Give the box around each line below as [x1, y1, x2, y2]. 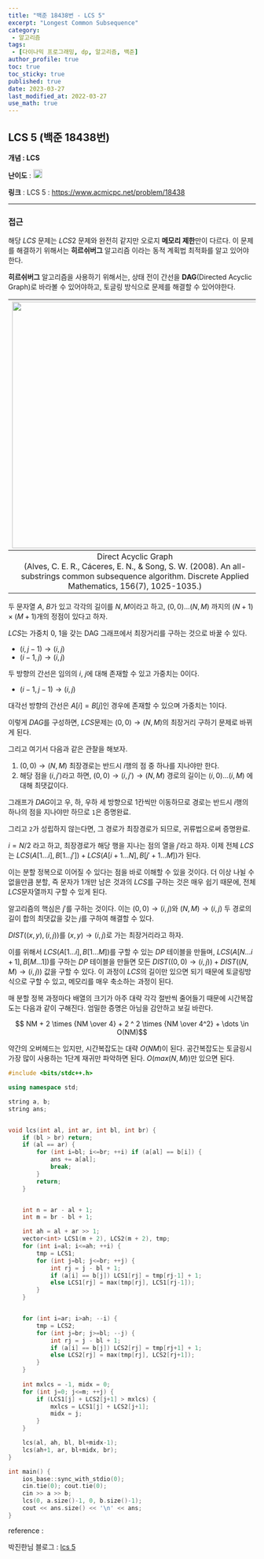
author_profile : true [8, 56, 79, 64]
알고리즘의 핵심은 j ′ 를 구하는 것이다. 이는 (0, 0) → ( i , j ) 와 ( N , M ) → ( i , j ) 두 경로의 [8, 904, 252, 913]
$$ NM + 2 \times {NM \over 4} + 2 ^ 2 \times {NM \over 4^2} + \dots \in [15, 1019, 249, 1029]
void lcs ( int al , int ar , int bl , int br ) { [8, 1126, 156, 1134]
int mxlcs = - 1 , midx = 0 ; [22, 1380, 111, 1388]
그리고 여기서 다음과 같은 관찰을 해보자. [8, 744, 128, 753]
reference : [8, 1526, 44, 1535]
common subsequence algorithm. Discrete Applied [61, 571, 249, 582]
